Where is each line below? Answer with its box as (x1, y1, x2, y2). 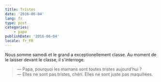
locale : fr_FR (5, 39, 34, 43)
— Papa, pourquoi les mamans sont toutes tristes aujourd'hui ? (16, 66, 142, 72)
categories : (5, 25, 29, 30)
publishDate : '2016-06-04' (5, 34, 59, 39)
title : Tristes (5, 7, 36, 12)
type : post (5, 20, 27, 26)
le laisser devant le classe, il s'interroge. (5, 56, 85, 63)
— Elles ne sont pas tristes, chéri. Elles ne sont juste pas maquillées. (16, 71, 153, 77)
